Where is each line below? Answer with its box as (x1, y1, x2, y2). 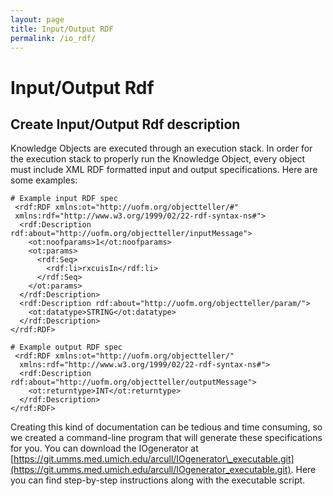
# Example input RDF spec (10, 194, 118, 204)
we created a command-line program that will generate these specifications (10, 432, 323, 444)
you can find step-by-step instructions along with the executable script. (10, 474, 306, 486)
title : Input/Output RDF (10, 24, 114, 34)
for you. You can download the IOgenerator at (10, 442, 199, 455)
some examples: (10, 174, 78, 186)
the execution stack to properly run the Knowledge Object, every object (10, 153, 306, 165)
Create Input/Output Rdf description (10, 116, 241, 133)
